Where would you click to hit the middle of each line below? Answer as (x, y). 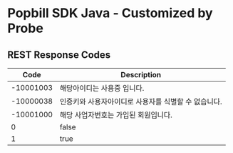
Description (141, 75)
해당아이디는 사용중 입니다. (102, 88)
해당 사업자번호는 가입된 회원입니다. (116, 115)
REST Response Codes (59, 55)
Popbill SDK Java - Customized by (110, 13)
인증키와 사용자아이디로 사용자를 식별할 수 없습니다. (141, 102)
